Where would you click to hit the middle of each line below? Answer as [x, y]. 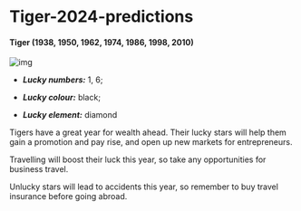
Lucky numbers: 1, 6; [63, 80]
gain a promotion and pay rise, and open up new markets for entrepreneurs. [151, 142]
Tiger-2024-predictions [102, 17]
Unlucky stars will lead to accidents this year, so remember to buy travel [144, 187]
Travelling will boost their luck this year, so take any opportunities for [138, 159]
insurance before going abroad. [68, 197]
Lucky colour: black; [62, 98]
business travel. [39, 169]
